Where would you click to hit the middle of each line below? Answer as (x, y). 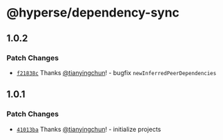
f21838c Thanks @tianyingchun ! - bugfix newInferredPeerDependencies (116, 72)
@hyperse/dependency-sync (93, 13)
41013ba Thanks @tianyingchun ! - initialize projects (89, 129)
